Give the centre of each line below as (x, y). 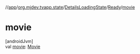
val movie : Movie (23, 46)
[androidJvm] (19, 41)
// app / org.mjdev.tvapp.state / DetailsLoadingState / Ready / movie (70, 7)
